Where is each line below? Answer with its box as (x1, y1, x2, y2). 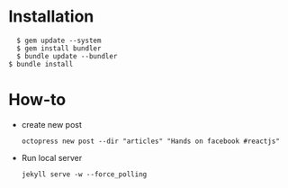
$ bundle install (8, 59, 74, 68)
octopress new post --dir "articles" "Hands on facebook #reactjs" (21, 137, 280, 146)
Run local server (21, 152, 83, 163)
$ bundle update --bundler (16, 51, 118, 60)
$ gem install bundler (16, 43, 102, 53)
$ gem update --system (16, 36, 102, 45)
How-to (8, 90, 67, 110)
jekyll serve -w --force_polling (21, 169, 148, 179)
